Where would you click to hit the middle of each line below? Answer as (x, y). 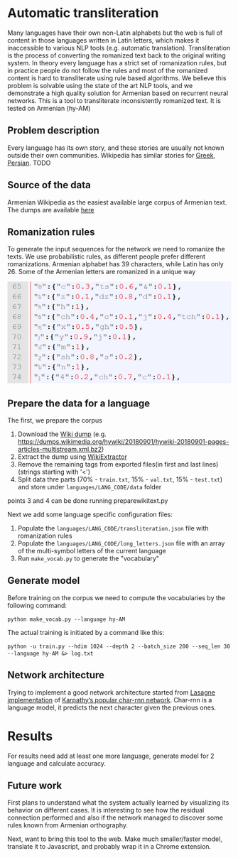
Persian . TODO (29, 163)
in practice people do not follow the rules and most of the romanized (108, 70)
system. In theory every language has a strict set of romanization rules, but (117, 63)
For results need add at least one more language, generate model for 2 (111, 756)
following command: (37, 605)
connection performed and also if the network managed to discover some (115, 818)
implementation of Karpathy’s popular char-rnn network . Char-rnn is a (110, 700)
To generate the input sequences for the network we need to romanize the (116, 249)
